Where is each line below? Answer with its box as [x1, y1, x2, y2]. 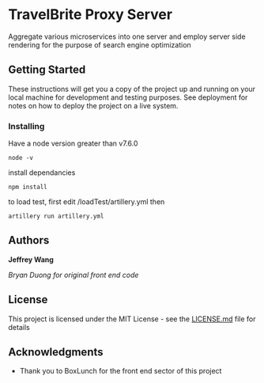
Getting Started [8, 63, 86, 77]
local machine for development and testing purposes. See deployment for [8, 93, 248, 102]
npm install [8, 184, 47, 191]
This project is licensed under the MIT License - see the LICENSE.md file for [8, 314, 256, 324]
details [8, 322, 30, 332]
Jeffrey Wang [8, 255, 54, 264]
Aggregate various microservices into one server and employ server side [8, 32, 247, 41]
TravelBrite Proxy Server [8, 6, 172, 24]
